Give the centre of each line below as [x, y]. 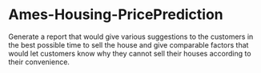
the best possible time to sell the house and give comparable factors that [128, 44]
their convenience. [39, 62]
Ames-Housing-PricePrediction [116, 15]
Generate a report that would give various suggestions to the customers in [131, 36]
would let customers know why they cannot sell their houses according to [130, 53]
